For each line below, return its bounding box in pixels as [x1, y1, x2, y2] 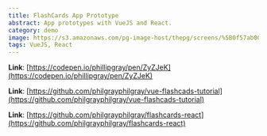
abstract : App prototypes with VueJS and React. [8, 19, 172, 27]
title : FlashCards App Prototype [8, 11, 119, 20]
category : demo [8, 26, 59, 34]
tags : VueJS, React [8, 41, 73, 49]
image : [8, 33, 30, 42]
